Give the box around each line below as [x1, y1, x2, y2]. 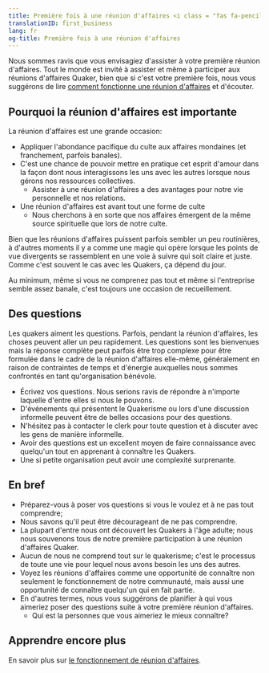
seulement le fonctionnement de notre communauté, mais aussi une [19, 576, 244, 586]
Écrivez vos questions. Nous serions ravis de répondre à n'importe [19, 386, 240, 396]
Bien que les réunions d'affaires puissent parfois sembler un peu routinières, [8, 235, 260, 244]
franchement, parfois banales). [19, 150, 122, 161]
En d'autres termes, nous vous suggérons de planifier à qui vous [19, 593, 233, 603]
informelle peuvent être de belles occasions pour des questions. [19, 412, 232, 422]
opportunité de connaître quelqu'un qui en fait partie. [19, 585, 195, 594]
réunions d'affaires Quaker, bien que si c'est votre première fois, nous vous [8, 73, 256, 83]
